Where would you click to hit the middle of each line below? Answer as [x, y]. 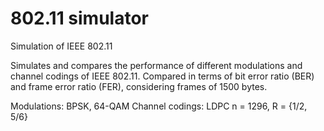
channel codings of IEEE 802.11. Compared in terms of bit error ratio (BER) [162, 76]
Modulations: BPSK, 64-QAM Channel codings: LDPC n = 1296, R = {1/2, [159, 106]
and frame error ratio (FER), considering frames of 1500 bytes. [139, 86]
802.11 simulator [79, 18]
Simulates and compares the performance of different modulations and [156, 65]
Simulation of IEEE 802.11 [61, 46]
